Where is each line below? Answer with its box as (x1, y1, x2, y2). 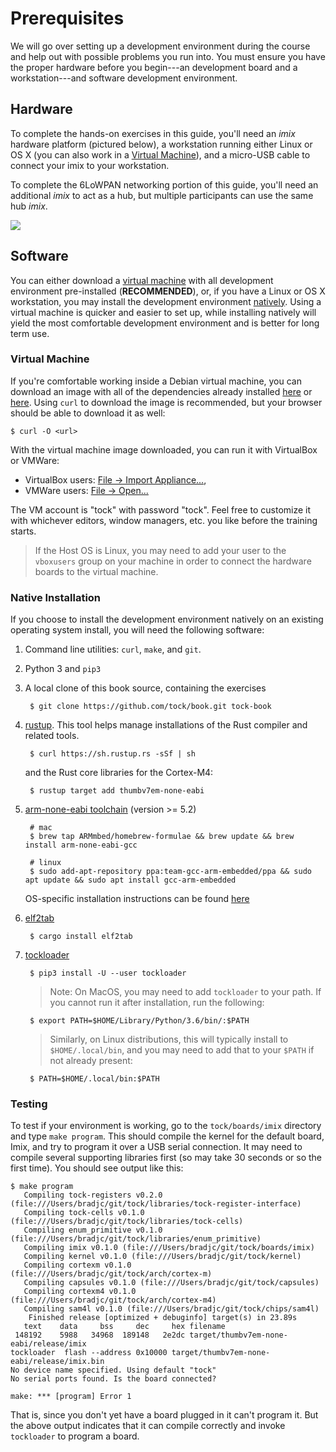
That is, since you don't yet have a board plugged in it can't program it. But (10, 1409, 319, 1421)
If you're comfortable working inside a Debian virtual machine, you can (10, 375, 302, 387)
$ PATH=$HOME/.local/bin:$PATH (29, 1074, 160, 1084)
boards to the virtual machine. (34, 565, 159, 577)
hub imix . (10, 200, 48, 212)
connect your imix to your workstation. (10, 159, 170, 171)
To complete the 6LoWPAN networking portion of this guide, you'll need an (10, 178, 319, 191)
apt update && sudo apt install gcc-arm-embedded (24, 875, 237, 886)
